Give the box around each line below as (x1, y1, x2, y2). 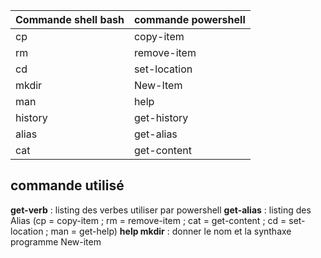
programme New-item (10, 235, 102, 248)
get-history (133, 111, 189, 124)
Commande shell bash (15, 13, 125, 26)
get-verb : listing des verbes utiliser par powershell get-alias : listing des (10, 204, 312, 216)
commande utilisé (10, 177, 125, 194)
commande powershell (133, 13, 246, 26)
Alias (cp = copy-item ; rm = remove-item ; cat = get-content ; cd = (10, 214, 287, 226)
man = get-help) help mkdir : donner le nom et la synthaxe (50, 225, 292, 237)
